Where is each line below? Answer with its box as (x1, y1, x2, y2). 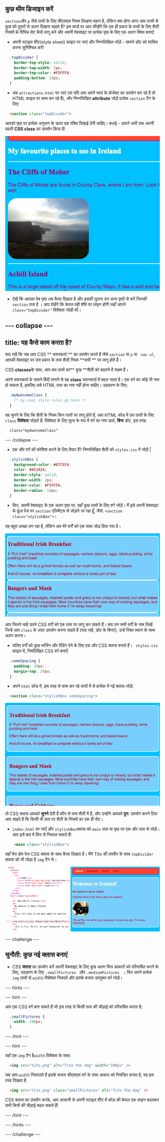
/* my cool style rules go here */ (14, 398, 87, 403)
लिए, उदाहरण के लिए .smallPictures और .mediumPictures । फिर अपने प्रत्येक (12, 969, 152, 975)
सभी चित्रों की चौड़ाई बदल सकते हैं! (5, 1102, 58, 1108)
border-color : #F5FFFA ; (14, 483, 63, 488)
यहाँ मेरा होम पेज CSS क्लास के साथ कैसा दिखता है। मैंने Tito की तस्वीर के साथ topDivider (5, 851, 154, 857)
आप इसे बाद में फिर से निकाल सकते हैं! (12, 831, 72, 838)
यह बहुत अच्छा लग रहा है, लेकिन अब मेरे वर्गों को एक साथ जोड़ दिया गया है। (5, 523, 121, 529)
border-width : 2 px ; (14, 478, 54, 483)
